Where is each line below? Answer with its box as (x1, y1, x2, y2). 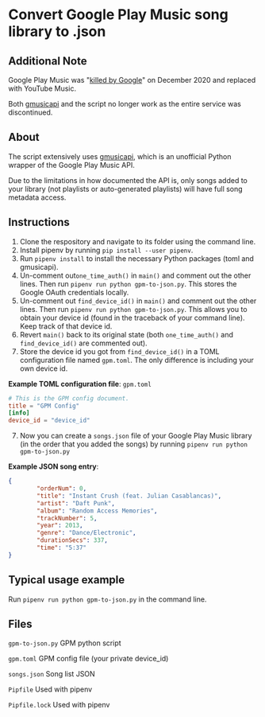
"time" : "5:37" (36, 544, 87, 551)
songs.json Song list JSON (8, 669, 95, 679)
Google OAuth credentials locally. (19, 287, 129, 297)
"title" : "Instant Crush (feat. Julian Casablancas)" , (36, 492, 222, 500)
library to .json (8, 22, 106, 41)
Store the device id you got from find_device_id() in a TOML (19, 346, 220, 356)
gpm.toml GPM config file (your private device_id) (8, 654, 169, 664)
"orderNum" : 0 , (36, 485, 87, 493)
